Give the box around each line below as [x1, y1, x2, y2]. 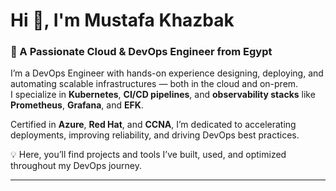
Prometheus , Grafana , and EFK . [10, 99, 144, 111]
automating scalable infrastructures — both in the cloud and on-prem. [10, 78, 299, 90]
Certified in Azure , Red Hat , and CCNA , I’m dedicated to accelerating [10, 119, 297, 131]
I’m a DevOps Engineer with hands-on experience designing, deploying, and [10, 67, 324, 79]
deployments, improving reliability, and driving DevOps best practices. [10, 129, 300, 141]
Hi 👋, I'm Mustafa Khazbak [10, 9, 235, 32]
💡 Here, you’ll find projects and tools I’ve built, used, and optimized [10, 149, 287, 161]
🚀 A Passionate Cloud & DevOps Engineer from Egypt [10, 45, 273, 59]
